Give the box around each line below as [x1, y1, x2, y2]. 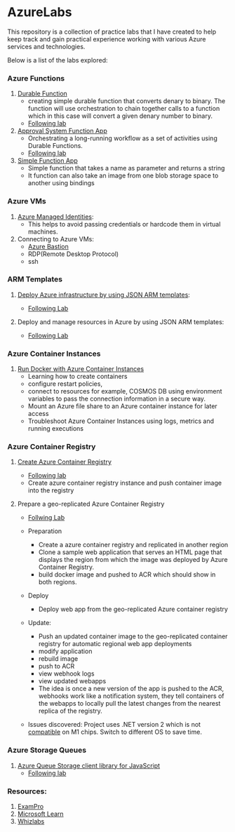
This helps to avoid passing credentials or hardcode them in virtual [27, 220, 221, 228]
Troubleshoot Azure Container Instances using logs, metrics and [27, 417, 214, 425]
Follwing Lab [27, 514, 65, 522]
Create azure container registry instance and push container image [27, 478, 222, 488]
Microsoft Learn [17, 810, 65, 818]
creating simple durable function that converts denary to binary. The [27, 97, 226, 105]
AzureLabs [7, 4, 72, 20]
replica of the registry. [38, 706, 103, 716]
